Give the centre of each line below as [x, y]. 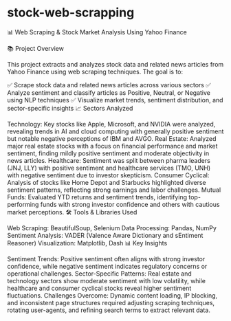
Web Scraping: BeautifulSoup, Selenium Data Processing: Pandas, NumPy [112, 228]
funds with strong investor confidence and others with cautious [130, 204]
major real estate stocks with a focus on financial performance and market [112, 146]
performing [23, 204]
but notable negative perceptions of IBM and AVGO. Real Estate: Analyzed [112, 138]
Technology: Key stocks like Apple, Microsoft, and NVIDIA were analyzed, [111, 124]
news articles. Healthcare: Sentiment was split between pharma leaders [109, 160]
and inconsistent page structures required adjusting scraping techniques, [111, 302]
